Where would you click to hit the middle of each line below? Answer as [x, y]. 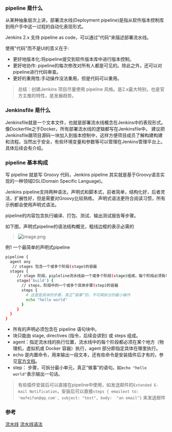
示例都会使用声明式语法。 [32, 204]
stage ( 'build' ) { [35, 281]
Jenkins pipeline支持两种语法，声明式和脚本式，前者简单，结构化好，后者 [83, 192]
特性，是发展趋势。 [56, 96]
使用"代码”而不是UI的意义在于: [37, 48]
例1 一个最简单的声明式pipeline [38, 247]
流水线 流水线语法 [24, 424]
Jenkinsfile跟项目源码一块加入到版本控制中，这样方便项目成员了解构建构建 [84, 135]
